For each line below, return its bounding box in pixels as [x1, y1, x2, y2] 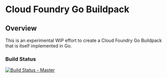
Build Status [5, 55, 36, 62]
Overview [5, 24, 37, 33]
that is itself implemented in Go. [5, 43, 72, 49]
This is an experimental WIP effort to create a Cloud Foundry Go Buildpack [5, 37, 162, 43]
